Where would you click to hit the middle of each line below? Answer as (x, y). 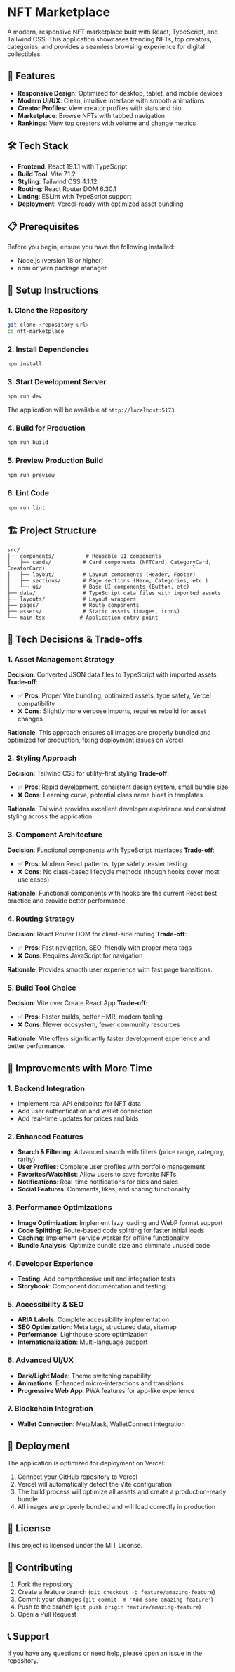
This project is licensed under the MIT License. (75, 1546)
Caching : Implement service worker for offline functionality (103, 1238)
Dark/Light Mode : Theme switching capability (84, 1376)
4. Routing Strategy (41, 919)
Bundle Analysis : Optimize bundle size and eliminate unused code (114, 1245)
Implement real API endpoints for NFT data (79, 1104)
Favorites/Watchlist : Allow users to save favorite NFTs (97, 1175)
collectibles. (25, 54)
